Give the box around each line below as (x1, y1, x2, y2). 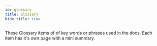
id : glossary (5, 7, 32, 12)
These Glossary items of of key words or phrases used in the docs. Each (5, 30, 153, 36)
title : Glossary (5, 12, 38, 17)
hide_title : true (5, 16, 41, 21)
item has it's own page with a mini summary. (5, 35, 95, 41)
